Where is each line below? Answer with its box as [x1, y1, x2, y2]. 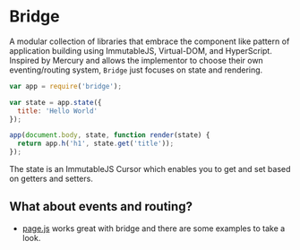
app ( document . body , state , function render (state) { [9, 131, 210, 140]
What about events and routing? [9, 199, 193, 214]
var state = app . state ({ [9, 98, 102, 107]
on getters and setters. [9, 173, 94, 185]
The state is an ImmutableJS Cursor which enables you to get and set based [9, 164, 291, 175]
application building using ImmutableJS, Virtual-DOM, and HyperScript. [9, 45, 273, 56]
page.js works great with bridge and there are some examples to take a [21, 222, 286, 234]
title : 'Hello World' [17, 106, 99, 116]
